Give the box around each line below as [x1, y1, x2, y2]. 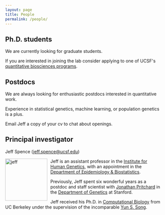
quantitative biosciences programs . [5, 63, 78, 69]
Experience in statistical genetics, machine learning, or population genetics [5, 106, 160, 112]
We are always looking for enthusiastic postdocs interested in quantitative [5, 91, 157, 97]
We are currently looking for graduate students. [5, 48, 103, 54]
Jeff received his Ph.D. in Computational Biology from [50, 199, 161, 205]
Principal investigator [5, 135, 74, 144]
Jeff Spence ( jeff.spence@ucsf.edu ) [5, 148, 80, 155]
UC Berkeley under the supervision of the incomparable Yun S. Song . [5, 204, 148, 210]
